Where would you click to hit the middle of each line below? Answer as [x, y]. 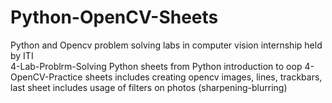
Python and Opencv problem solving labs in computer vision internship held [166, 45]
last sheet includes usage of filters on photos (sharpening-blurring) [149, 87]
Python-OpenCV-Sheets [114, 17]
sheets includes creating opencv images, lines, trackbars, [203, 77]
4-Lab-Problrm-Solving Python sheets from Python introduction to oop [156, 66]
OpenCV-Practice [46, 77]
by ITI [22, 55]
